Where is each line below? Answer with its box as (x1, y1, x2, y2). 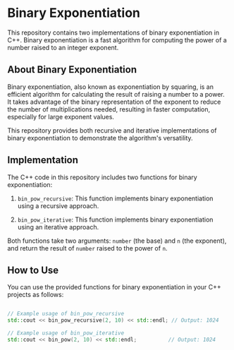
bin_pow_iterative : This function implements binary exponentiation (17, 215, 214, 224)
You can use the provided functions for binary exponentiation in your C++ (7, 283, 222, 291)
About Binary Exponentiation (7, 64, 137, 76)
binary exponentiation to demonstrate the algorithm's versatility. (7, 133, 193, 142)
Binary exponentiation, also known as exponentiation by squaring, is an (7, 83, 214, 91)
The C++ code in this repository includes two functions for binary (7, 173, 197, 181)
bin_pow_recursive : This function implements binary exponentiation (17, 194, 214, 203)
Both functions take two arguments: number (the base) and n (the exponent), (7, 236, 227, 245)
